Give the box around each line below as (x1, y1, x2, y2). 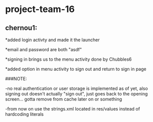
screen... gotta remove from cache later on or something (5, 96, 122, 102)
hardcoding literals (5, 111, 44, 117)
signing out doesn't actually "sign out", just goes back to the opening (5, 91, 148, 96)
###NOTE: (5, 76, 27, 81)
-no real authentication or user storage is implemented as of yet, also (5, 85, 148, 91)
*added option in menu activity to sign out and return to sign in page (5, 66, 146, 72)
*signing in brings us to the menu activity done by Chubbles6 (5, 56, 132, 62)
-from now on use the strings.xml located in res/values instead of (5, 106, 140, 111)
